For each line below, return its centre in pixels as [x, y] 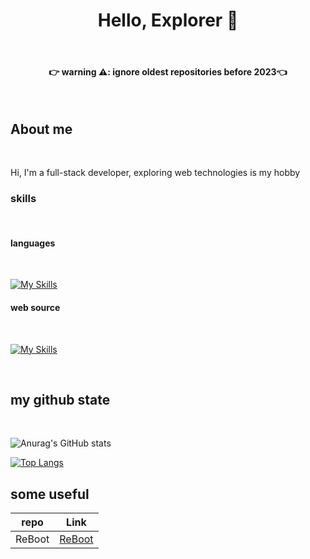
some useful [50, 494]
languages [33, 243]
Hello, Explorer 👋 [168, 20]
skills [23, 198]
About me [41, 129]
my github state [60, 400]
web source [35, 308]
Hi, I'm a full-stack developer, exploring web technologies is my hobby [155, 172]
